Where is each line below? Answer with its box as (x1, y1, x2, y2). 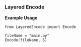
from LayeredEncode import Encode (4, 24, 77, 29)
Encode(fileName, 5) (4, 37, 48, 43)
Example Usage (4, 15, 38, 21)
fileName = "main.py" (4, 33, 50, 38)
